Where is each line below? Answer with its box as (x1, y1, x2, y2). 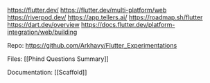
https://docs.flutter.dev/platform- (80, 21, 175, 28)
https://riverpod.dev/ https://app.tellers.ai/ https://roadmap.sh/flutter (7, 13, 203, 21)
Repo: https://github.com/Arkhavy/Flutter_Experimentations (7, 41, 177, 49)
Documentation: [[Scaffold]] (7, 68, 87, 76)
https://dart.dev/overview (7, 21, 80, 28)
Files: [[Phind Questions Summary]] (7, 55, 109, 63)
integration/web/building (7, 28, 78, 36)
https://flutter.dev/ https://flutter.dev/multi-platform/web (7, 6, 167, 14)
